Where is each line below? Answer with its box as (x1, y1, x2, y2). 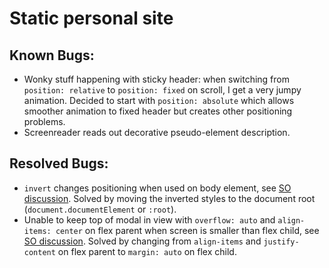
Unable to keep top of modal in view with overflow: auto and (23, 213, 276, 226)
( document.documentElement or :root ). (23, 203, 177, 215)
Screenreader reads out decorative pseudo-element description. (23, 127, 291, 138)
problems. (23, 116, 66, 127)
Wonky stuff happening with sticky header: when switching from (23, 73, 290, 85)
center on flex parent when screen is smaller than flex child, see (55, 224, 320, 236)
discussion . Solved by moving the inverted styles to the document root (23, 192, 316, 204)
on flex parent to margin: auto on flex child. (57, 245, 237, 257)
